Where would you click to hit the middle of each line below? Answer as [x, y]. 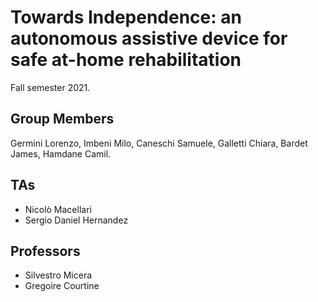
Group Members [62, 119]
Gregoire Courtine [62, 286]
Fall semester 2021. [50, 87]
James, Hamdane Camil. [61, 153]
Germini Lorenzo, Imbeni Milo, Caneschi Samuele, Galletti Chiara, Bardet [159, 143]
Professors [45, 251]
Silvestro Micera [58, 275]
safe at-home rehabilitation [126, 60]
